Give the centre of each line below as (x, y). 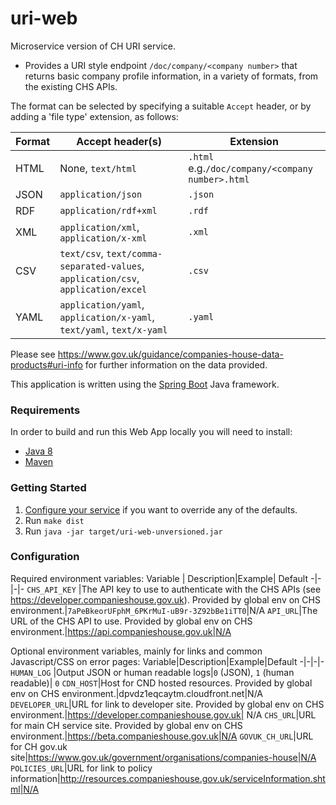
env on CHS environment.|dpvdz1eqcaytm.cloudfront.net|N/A (136, 693)
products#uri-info (46, 364)
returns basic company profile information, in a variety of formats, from (171, 76)
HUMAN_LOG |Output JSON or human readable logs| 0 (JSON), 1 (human (152, 672)
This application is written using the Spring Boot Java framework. (145, 384)
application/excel (103, 289)
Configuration (45, 557)
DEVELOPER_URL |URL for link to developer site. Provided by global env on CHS (167, 704)
